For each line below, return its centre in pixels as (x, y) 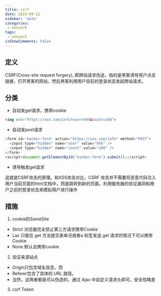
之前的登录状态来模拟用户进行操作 (43, 189)
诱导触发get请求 (28, 167)
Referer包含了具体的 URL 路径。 (44, 274)
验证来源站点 (25, 257)
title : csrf (17, 10)
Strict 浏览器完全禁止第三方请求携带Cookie (55, 229)
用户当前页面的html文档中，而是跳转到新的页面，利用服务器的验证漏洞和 (78, 183)
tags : (10, 32)
